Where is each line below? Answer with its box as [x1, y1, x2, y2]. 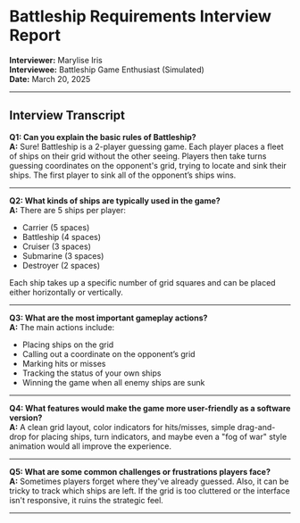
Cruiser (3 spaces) [21, 241, 92, 252]
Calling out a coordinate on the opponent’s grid [21, 348, 196, 359]
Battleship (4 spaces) [21, 231, 101, 242]
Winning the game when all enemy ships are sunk [21, 377, 205, 387]
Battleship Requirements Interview [9, 6, 272, 27]
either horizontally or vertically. [9, 286, 123, 297]
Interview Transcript [9, 108, 125, 123]
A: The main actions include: [9, 321, 115, 332]
